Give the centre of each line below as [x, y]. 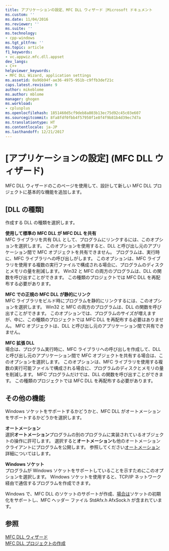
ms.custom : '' [20, 15]
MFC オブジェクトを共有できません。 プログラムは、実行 [96, 252]
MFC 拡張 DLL [20, 343]
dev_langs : [17, 62]
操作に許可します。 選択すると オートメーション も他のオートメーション [87, 441]
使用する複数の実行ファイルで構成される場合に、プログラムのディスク [91, 265]
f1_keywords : [19, 52]
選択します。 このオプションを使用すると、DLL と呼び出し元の [83, 246]
